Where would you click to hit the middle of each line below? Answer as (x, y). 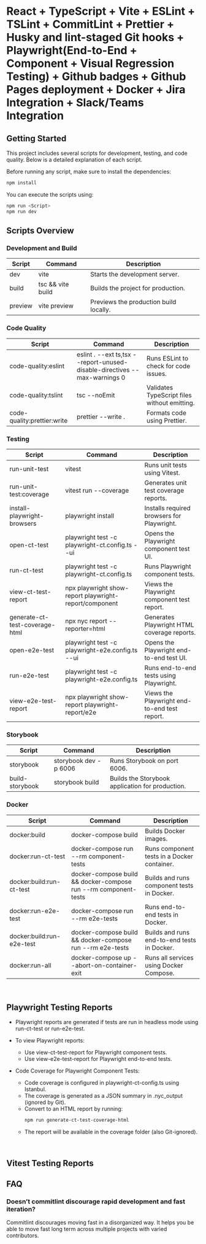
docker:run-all (30, 965)
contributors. (23, 1235)
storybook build (77, 783)
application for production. (148, 786)
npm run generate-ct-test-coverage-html (77, 1120)
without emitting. (170, 402)
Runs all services (170, 958)
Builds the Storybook (140, 778)
